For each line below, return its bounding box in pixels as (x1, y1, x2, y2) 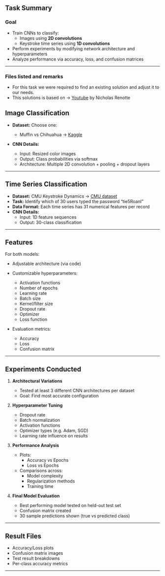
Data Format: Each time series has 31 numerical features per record (12, 203, 150, 209)
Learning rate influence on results (19, 433, 88, 439)
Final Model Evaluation (12, 493, 60, 499)
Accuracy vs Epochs (27, 457, 69, 463)
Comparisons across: (19, 468, 63, 474)
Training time (27, 483, 54, 489)
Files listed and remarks (5, 73, 63, 80)
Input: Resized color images (19, 150, 76, 157)
